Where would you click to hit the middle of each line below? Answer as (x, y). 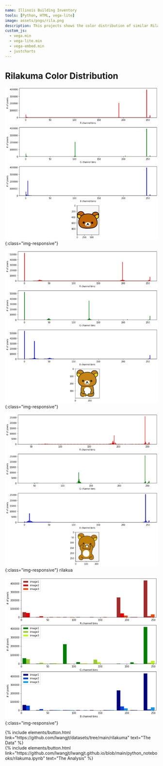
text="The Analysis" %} (70, 758)
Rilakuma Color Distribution (62, 76)
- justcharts (23, 51)
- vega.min (20, 36)
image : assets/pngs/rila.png (34, 20)
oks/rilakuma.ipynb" (25, 758)
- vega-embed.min (27, 46)
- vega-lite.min (26, 41)
